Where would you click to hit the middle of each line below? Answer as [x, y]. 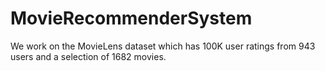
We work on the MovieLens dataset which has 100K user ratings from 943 [163, 46]
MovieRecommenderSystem [131, 18]
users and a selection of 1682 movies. [88, 56]
